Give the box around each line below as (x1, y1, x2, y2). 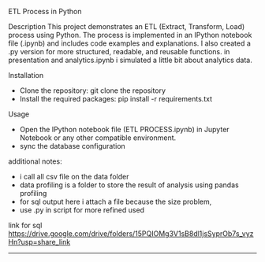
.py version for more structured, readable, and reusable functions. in (8, 47, 230, 56)
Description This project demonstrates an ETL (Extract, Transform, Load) (8, 22, 245, 31)
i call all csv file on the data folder (19, 172, 129, 181)
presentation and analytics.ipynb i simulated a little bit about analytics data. (8, 55, 252, 65)
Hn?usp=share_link (8, 238, 71, 246)
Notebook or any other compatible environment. (19, 133, 177, 142)
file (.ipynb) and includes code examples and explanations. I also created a (8, 39, 251, 48)
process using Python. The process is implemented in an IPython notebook (8, 31, 252, 39)
